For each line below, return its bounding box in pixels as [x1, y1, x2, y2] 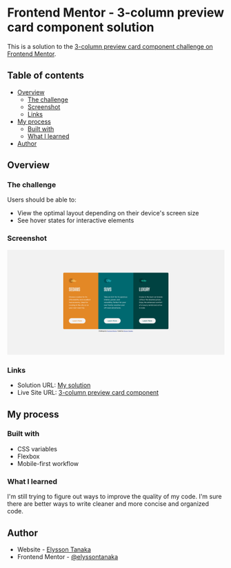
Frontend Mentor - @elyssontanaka [17, 552, 119, 560]
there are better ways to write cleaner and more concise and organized [7, 500, 209, 508]
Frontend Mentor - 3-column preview [7, 5, 225, 21]
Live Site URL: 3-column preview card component [17, 389, 159, 397]
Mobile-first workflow [17, 459, 79, 467]
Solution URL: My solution [17, 381, 91, 389]
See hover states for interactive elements [17, 216, 134, 225]
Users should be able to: [7, 195, 77, 204]
